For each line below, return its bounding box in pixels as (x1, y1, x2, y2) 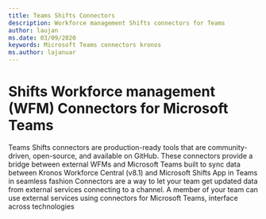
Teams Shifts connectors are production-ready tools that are (8, 142, 206, 152)
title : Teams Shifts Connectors (8, 11, 115, 20)
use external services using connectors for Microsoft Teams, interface (8, 193, 238, 202)
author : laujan (8, 26, 59, 34)
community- (207, 142, 248, 152)
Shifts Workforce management (8, 83, 216, 101)
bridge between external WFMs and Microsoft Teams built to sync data (8, 159, 241, 169)
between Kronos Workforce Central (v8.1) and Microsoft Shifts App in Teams (8, 167, 258, 177)
